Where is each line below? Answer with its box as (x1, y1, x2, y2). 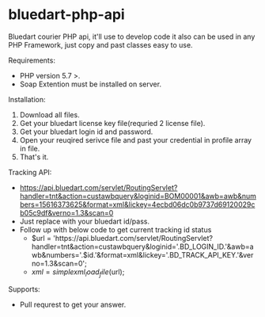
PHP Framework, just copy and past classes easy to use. (8, 40, 193, 49)
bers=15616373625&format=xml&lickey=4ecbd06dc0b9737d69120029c (19, 200, 256, 209)
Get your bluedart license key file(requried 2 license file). (19, 118, 206, 128)
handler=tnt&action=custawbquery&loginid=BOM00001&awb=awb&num (19, 191, 257, 201)
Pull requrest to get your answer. (19, 300, 127, 309)
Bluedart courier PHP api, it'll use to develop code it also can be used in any (8, 32, 256, 41)
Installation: (8, 94, 46, 104)
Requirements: (8, 55, 55, 65)
